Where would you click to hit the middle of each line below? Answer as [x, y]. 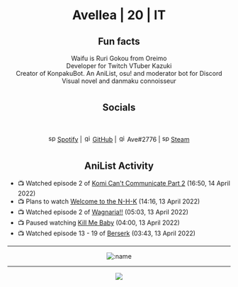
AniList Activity [119, 165]
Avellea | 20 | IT [119, 15]
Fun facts [119, 41]
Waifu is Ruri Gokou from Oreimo [119, 58]
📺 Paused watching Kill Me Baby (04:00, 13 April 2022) [99, 223]
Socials [119, 107]
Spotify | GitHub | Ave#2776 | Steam [123, 139]
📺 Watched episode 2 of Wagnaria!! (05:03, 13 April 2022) [103, 212]
